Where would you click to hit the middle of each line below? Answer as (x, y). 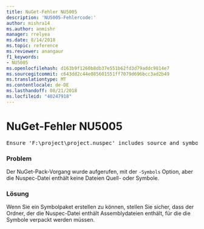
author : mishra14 (28, 23)
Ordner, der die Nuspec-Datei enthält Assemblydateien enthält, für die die (99, 213)
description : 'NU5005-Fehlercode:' (51, 18)
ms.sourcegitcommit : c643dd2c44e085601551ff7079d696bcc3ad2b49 (88, 74)
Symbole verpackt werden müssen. (51, 220)
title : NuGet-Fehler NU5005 (42, 12)
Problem (19, 158)
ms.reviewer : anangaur (35, 51)
